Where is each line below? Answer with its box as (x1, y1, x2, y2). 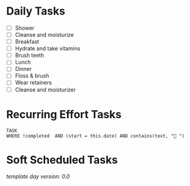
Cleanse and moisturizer (14, 86, 77, 93)
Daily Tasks (6, 4, 65, 18)
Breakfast (14, 38, 39, 45)
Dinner (14, 65, 32, 73)
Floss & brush (14, 72, 49, 79)
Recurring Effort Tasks (6, 107, 122, 121)
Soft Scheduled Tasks (6, 153, 118, 167)
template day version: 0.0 (6, 173, 70, 180)
